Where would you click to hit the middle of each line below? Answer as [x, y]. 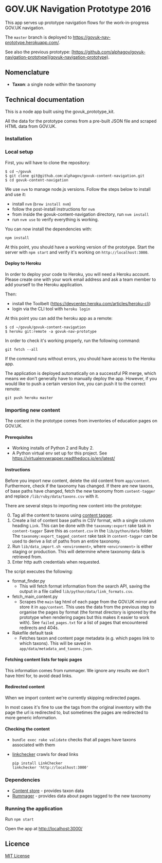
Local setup [19, 152]
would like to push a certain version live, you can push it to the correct [75, 384]
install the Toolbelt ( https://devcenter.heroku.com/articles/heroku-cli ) [81, 303]
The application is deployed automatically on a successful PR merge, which [81, 373]
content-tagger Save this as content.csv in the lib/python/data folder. [83, 531]
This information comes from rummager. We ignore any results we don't [77, 670]
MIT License [18, 856]
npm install [17, 238]
